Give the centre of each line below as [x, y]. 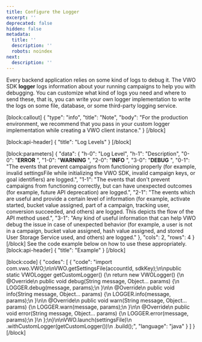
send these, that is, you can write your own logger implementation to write [99, 99]
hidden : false [24, 29]
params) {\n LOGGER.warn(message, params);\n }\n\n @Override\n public [98, 307]
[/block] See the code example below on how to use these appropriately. [96, 243]
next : [13, 57]
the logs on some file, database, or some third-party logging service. [92, 105]
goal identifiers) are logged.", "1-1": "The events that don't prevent [88, 179]
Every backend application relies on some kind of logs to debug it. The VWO [101, 80]
